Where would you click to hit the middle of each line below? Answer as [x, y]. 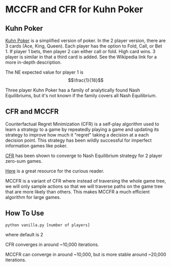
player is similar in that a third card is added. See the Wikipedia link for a [81, 57]
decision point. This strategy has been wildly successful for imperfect [79, 140]
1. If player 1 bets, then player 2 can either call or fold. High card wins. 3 [80, 51]
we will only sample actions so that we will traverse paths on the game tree [84, 186]
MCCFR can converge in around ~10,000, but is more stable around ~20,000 [86, 254]
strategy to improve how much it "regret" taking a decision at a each [77, 135]
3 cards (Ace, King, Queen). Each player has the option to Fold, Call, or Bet [84, 46]
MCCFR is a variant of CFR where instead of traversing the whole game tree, [86, 181]
